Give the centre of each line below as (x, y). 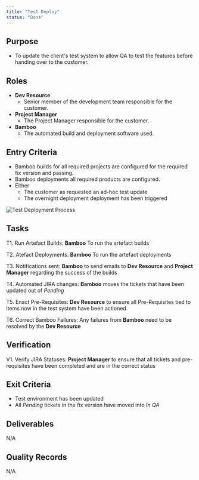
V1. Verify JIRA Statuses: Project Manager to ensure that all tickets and (94, 359)
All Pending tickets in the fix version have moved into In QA (87, 405)
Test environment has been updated (59, 399)
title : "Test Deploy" (33, 12)
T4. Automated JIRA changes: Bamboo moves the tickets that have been (95, 284)
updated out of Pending (35, 290)
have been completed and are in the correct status (94, 365)
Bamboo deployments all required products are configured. (87, 179)
